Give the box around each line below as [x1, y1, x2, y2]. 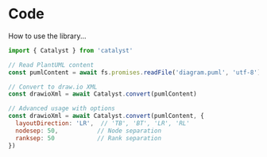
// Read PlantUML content [8, 61, 94, 69]
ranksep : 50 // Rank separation [15, 134, 161, 142]
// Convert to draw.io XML [8, 83, 98, 91]
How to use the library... [8, 31, 87, 41]
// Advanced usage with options [8, 104, 115, 112]
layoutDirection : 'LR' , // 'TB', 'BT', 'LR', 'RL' [15, 120, 191, 128]
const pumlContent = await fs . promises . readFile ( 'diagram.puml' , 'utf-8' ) [8, 69, 261, 77]
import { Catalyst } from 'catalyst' [8, 46, 133, 54]
